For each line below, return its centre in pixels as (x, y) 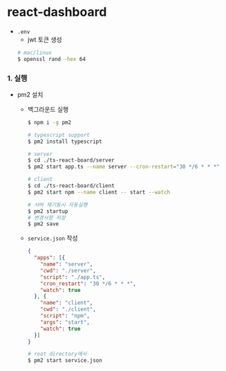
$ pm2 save (43, 224)
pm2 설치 (30, 94)
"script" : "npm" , (65, 316)
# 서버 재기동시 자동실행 (57, 205)
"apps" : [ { (49, 258)
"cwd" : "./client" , (68, 309)
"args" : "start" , (65, 322)
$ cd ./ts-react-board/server (71, 160)
